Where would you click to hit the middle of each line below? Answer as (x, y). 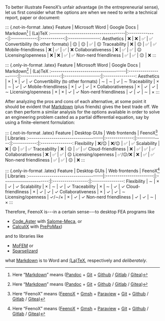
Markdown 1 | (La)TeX (27, 33)
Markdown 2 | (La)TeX (27, 71)
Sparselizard (25, 250)
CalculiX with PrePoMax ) (37, 226)
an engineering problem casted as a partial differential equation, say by (77, 117)
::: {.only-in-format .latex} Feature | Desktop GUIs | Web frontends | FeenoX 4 (82, 170)
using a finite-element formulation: (40, 122)
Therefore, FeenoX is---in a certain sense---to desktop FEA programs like (80, 212)
